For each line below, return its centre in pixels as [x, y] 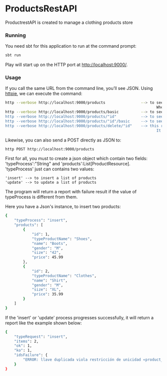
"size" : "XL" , [46, 290]
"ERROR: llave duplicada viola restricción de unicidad [82, 360]
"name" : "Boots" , [50, 243]
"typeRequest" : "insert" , [41, 337]
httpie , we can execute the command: [44, 94]
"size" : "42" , [46, 253]
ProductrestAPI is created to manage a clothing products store [69, 22]
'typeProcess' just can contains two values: [50, 169]
